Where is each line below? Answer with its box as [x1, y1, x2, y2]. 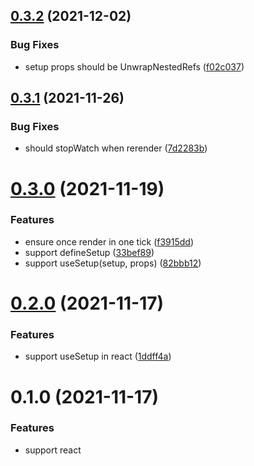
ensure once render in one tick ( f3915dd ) [24, 235, 195, 248]
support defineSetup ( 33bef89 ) [24, 246, 155, 258]
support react [24, 444, 82, 456]
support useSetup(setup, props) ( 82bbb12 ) [24, 257, 202, 269]
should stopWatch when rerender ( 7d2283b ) [24, 142, 208, 154]
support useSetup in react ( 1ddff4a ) [24, 350, 172, 363]
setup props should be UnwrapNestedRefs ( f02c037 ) [24, 60, 245, 73]
